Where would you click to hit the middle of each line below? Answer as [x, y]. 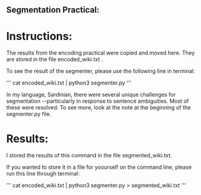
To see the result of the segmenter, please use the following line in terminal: [101, 71]
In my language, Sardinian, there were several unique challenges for [91, 95]
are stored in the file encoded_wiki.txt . [55, 60]
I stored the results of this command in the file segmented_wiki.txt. [89, 156]
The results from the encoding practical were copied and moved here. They [100, 53]
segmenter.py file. [29, 114]
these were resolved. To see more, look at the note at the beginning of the [99, 108]
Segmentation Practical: [53, 10]
